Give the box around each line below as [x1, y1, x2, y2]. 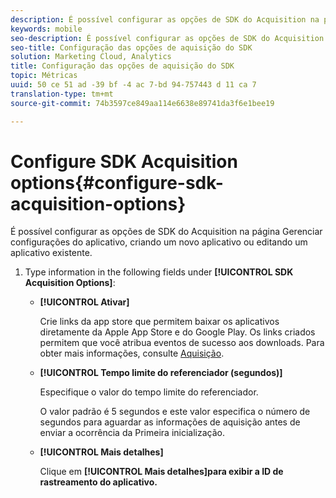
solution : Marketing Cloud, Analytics [10, 52, 172, 62]
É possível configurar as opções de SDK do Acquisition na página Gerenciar [10, 226, 323, 238]
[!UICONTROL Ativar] [39, 296, 130, 308]
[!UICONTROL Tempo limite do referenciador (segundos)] [39, 367, 283, 379]
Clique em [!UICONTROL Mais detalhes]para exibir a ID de [39, 466, 284, 478]
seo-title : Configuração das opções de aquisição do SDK [10, 42, 253, 53]
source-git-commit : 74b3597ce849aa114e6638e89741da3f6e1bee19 [10, 98, 275, 108]
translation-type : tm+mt [10, 89, 114, 99]
